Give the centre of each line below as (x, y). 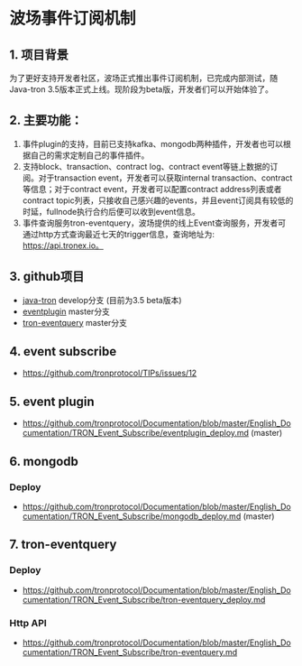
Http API (28, 623)
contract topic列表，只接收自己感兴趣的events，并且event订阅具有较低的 (158, 200)
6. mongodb (44, 461)
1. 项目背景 (39, 55)
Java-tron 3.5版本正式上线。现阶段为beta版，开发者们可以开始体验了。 (141, 89)
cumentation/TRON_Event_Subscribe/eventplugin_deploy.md (136, 433)
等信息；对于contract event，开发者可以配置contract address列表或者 (152, 189)
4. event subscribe (63, 351)
